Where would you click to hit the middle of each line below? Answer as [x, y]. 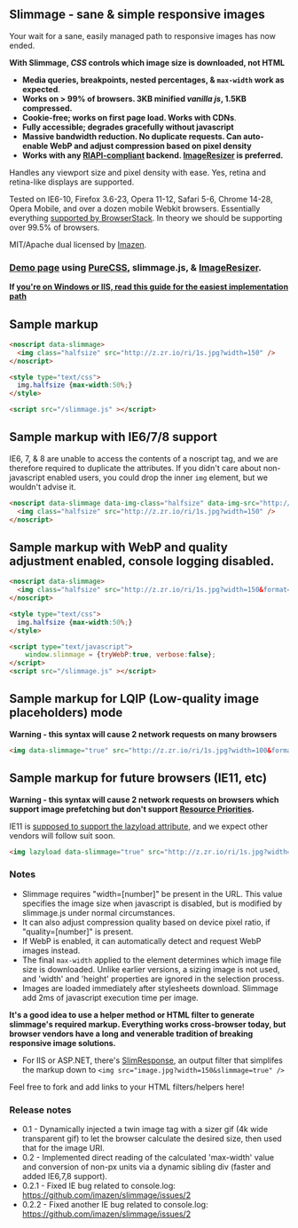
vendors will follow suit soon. [62, 835]
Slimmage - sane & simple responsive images [137, 15]
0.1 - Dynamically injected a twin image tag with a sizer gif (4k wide [145, 1130]
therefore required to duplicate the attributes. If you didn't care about [135, 468]
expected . [41, 89]
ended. [22, 45]
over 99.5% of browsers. [55, 227]
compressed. [47, 108]
